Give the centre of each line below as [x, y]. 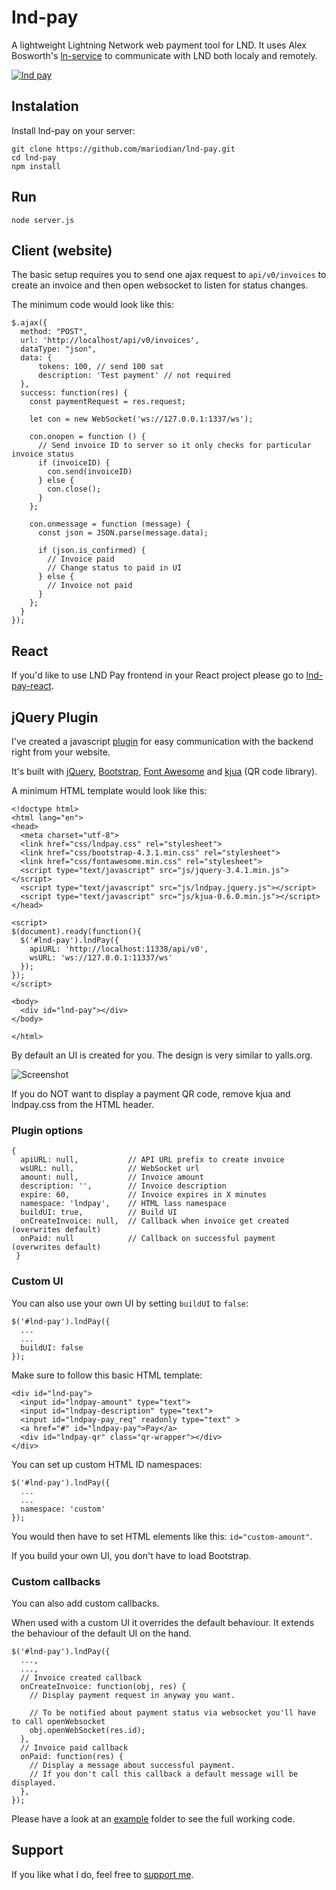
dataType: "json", [59, 349]
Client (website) [62, 250]
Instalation [45, 106]
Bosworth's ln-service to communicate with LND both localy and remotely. [164, 55]
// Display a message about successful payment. [132, 1765]
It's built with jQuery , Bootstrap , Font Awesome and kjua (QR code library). [164, 771]
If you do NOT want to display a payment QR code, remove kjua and [151, 1094]
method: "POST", [54, 332]
